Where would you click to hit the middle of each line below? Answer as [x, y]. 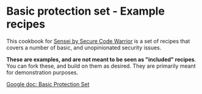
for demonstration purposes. [42, 72]
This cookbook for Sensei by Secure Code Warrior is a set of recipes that [98, 41]
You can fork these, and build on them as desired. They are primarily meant [101, 66]
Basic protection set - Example [85, 11]
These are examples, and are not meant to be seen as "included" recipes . [101, 59]
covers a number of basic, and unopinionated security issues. [84, 48]
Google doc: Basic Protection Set [48, 84]
